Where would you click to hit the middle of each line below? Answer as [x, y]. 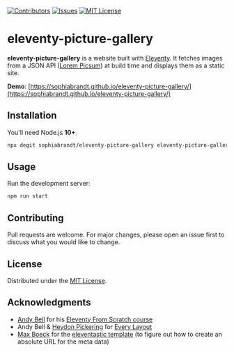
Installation [32, 116]
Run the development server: [49, 184]
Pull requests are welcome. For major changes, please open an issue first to [116, 235]
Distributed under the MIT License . [57, 280]
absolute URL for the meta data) [63, 342]
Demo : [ [19, 86]
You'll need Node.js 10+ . [42, 132]
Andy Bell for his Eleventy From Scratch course [85, 319]
